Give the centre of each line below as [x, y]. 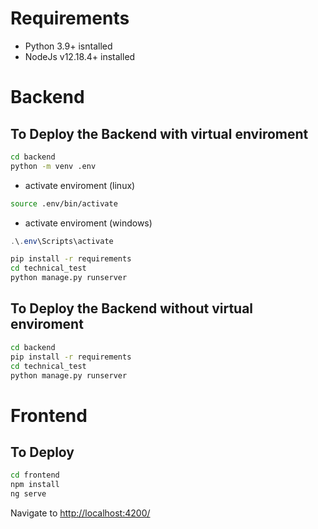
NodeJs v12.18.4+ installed [80, 56]
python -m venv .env [53, 166]
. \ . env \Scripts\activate [62, 241]
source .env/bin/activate [64, 203]
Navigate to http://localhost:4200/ [80, 513]
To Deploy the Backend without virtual [132, 308]
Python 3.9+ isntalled [68, 46]
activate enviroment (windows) [88, 223]
